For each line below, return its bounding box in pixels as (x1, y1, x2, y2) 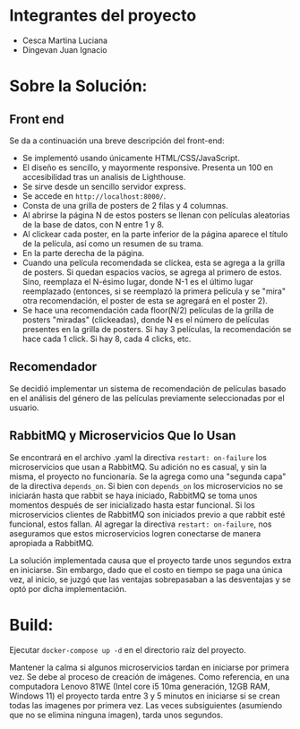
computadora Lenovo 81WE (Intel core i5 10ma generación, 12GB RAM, (9, 681, 270, 691)
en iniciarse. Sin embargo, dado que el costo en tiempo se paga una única (9, 564, 283, 575)
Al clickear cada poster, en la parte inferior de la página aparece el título (21, 228, 288, 239)
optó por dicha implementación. (9, 583, 127, 594)
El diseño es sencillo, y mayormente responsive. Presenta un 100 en (21, 162, 273, 173)
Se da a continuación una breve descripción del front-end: (9, 135, 226, 146)
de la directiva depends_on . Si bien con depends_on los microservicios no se (9, 480, 284, 491)
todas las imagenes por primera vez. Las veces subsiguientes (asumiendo (9, 699, 283, 710)
